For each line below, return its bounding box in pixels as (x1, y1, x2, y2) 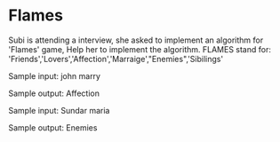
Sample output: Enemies (8, 122, 98, 133)
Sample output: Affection (8, 88, 100, 99)
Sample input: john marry (8, 70, 101, 81)
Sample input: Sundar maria (8, 105, 110, 115)
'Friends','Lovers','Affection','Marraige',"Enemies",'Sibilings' (8, 53, 224, 64)
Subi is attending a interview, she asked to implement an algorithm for (8, 35, 264, 45)
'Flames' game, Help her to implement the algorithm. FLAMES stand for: (8, 43, 272, 54)
